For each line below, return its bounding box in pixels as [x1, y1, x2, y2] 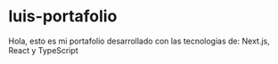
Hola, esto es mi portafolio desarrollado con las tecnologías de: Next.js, [8, 36, 270, 46]
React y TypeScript [8, 44, 78, 55]
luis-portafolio [8, 6, 118, 27]
